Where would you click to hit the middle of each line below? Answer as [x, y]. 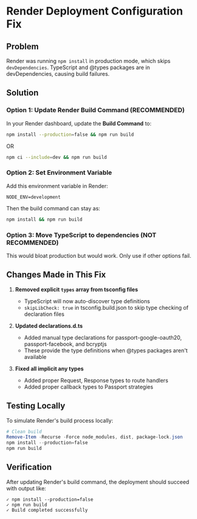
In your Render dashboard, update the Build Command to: [79, 123]
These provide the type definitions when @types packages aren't [106, 350]
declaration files [44, 314]
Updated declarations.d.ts [49, 326]
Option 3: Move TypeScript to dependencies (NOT [81, 235]
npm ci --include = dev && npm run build [57, 157]
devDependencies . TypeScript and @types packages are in [78, 67]
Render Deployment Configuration [95, 11]
